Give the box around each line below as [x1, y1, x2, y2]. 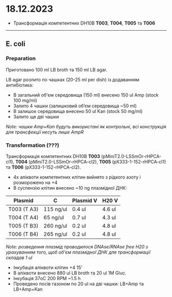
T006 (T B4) [8, 231, 39, 238]
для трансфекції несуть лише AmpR [6, 129, 84, 135]
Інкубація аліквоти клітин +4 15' [13, 264, 83, 270]
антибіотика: [6, 82, 34, 88]
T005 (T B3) [8, 222, 39, 229]
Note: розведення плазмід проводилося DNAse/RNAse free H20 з [6, 243, 149, 249]
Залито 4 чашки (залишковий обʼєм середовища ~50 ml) [13, 103, 137, 109]
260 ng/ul [43, 222, 68, 229]
